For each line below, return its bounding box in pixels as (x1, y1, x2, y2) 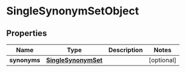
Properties (6, 28, 47, 38)
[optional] (148, 56, 177, 64)
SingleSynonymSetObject (6, 4, 139, 18)
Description (108, 46, 144, 54)
